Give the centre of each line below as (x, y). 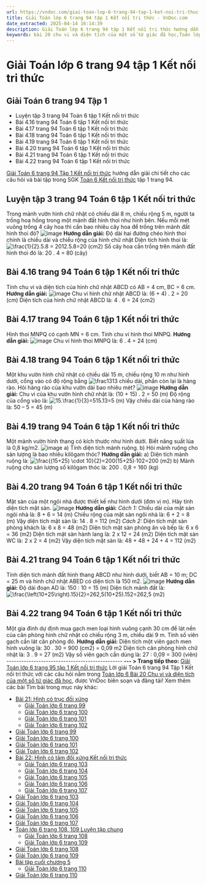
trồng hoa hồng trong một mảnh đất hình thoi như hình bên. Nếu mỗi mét (98, 220)
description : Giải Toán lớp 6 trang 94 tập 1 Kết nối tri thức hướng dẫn (103, 29)
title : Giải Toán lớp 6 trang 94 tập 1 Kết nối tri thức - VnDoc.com (97, 18)
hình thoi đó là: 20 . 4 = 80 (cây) (47, 253)
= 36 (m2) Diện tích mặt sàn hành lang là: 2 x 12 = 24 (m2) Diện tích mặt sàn (103, 534)
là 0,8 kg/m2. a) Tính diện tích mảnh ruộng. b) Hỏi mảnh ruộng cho (102, 448)
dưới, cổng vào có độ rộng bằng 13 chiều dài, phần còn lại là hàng (101, 381)
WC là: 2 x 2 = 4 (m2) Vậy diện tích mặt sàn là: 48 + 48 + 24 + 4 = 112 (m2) (101, 540)
